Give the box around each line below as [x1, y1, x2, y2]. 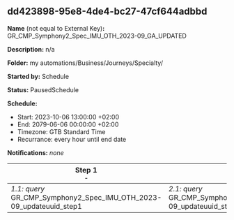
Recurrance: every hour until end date [17, 135, 127, 143]
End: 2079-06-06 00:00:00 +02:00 [17, 120, 119, 129]
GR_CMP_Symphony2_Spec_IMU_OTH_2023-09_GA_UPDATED [7, 31, 187, 40]
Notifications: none [7, 148, 64, 156]
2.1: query [168, 184, 203, 193]
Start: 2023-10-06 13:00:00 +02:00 [17, 112, 120, 121]
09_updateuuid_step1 [10, 201, 82, 211]
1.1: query [10, 184, 45, 193]
